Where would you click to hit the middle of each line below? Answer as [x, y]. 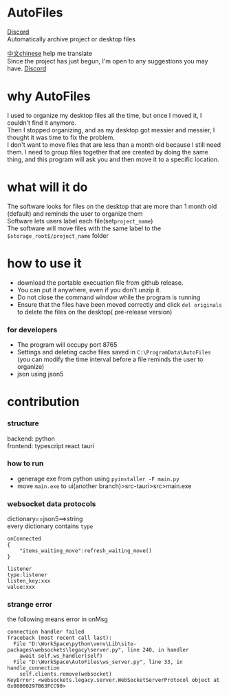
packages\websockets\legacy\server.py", [66, 650]
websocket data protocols [52, 503]
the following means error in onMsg [57, 619]
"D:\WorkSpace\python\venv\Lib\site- [83, 644]
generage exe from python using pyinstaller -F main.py [98, 479]
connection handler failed [46, 632]
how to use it [44, 263]
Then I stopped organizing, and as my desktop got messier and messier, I [111, 130]
